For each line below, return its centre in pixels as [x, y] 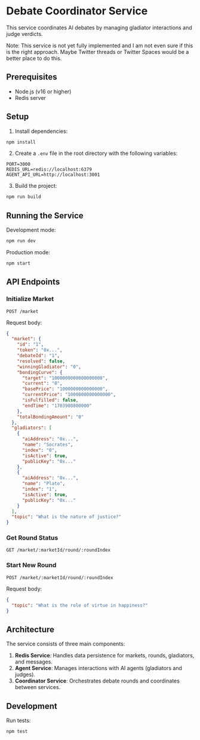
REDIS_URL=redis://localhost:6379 [49, 170]
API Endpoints [33, 282]
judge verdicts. [24, 34]
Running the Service [45, 216]
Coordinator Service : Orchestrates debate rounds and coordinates [97, 681]
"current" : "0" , [42, 383]
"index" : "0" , [40, 450]
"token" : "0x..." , [40, 350]
